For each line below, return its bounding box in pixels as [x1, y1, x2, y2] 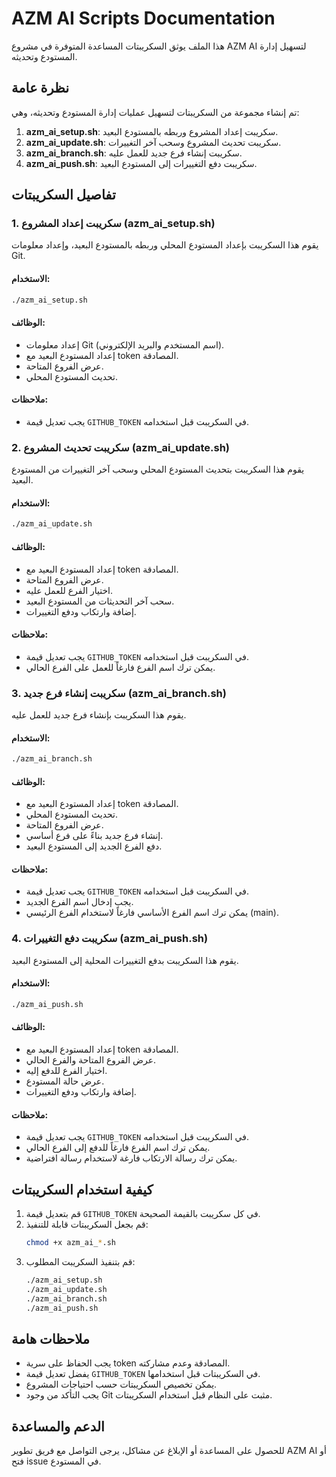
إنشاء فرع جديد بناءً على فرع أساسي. [25, 830, 164, 842]
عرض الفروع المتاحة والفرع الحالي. [25, 1054, 157, 1066]
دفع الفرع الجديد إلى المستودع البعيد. [25, 840, 163, 852]
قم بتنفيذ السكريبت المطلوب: [25, 1255, 136, 1267]
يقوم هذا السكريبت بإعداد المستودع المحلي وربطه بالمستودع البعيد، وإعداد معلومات [11, 239, 319, 251]
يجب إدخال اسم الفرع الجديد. [25, 896, 134, 908]
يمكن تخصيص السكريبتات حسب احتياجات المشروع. [25, 1378, 218, 1391]
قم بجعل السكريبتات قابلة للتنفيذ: [25, 1218, 149, 1231]
